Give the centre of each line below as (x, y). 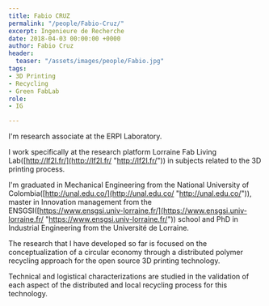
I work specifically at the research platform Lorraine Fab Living (112, 152)
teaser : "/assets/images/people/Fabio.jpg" (90, 62)
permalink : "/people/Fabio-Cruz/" (67, 23)
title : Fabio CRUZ (39, 16)
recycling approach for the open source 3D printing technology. (114, 261)
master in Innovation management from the (80, 202)
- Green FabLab (34, 91)
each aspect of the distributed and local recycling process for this (118, 285)
